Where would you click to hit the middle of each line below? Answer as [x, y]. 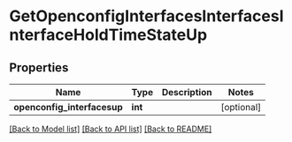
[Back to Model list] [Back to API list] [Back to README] [111, 129]
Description [187, 92]
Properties [39, 67]
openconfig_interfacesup [69, 107]
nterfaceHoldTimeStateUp [108, 35]
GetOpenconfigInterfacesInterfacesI [147, 16]
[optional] [241, 107]
